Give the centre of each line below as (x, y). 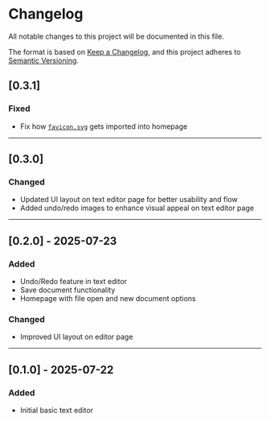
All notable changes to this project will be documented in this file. (117, 36)
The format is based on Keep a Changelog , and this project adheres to (125, 52)
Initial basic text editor (57, 410)
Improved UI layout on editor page (76, 337)
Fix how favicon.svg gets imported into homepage (104, 126)
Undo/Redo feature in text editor (73, 281)
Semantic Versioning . (43, 60)
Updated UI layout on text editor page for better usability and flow (129, 200)
